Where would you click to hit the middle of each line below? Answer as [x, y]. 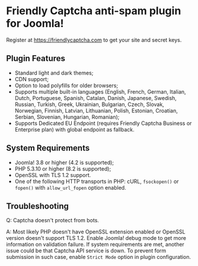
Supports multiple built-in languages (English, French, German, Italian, [100, 92]
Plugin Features [36, 58]
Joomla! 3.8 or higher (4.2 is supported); [64, 162]
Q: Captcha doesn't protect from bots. [53, 220]
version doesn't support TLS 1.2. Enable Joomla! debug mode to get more [96, 238]
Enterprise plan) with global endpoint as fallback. [74, 129]
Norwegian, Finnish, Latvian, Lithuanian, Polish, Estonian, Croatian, [96, 110]
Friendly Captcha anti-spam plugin [94, 11]
